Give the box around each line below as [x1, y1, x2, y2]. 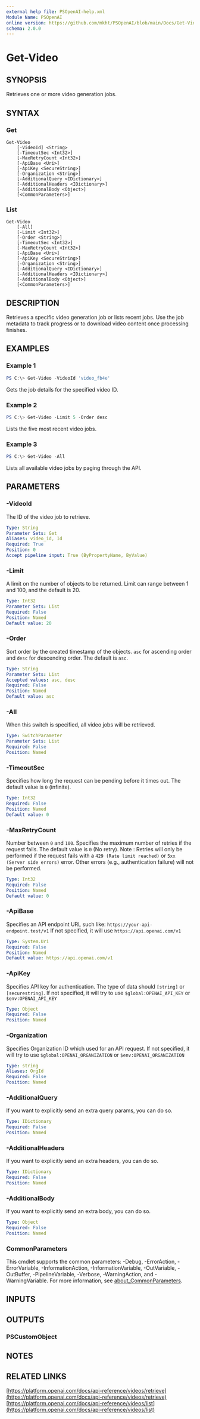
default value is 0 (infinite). [6, 783, 71, 791]
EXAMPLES [6, 344, 49, 354]
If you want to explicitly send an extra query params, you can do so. [6, 1107, 173, 1114]
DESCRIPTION [6, 298, 60, 308]
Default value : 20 [6, 620, 52, 626]
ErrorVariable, [6, 1264, 40, 1272]
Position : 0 [6, 547, 36, 553]
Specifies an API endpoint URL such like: [6, 921, 106, 928]
